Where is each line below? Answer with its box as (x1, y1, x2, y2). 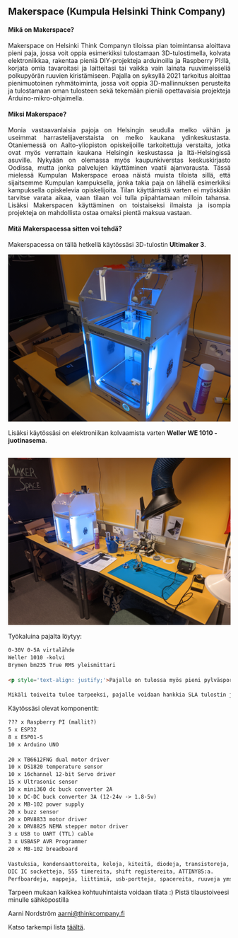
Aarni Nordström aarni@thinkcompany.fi (8, 909, 126, 918)
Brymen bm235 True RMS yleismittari (8, 661, 116, 668)
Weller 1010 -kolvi (8, 654, 66, 661)
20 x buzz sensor (8, 808, 59, 816)
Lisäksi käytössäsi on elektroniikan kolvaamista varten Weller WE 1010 (8, 429, 214, 437)
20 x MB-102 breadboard (8, 845, 78, 852)
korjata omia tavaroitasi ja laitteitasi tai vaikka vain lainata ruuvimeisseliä (8, 64, 231, 72)
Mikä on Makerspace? (8, 25, 75, 34)
